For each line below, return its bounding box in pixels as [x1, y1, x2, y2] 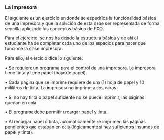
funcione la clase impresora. [5, 46, 63, 52]
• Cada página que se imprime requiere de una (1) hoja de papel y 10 [5, 79, 144, 85]
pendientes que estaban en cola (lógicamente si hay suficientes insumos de [5, 124, 159, 130]
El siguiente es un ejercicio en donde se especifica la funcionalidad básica [5, 15, 156, 21]
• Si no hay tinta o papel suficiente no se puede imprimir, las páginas [5, 94, 145, 100]
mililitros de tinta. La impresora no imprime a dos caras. [5, 85, 118, 91]
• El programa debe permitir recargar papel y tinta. [5, 109, 108, 115]
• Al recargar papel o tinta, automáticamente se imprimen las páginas [5, 119, 146, 125]
